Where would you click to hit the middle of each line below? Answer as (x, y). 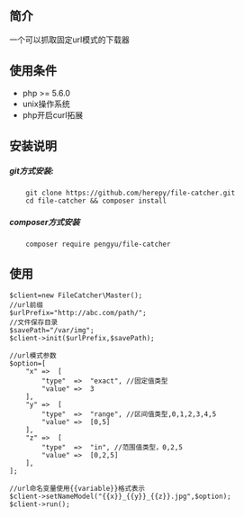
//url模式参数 (33, 355)
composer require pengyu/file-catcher (98, 244)
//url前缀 (26, 304)
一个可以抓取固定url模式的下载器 (70, 40)
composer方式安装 (45, 222)
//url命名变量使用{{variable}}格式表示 (77, 488)
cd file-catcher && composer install (96, 201)
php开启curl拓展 (53, 114)
